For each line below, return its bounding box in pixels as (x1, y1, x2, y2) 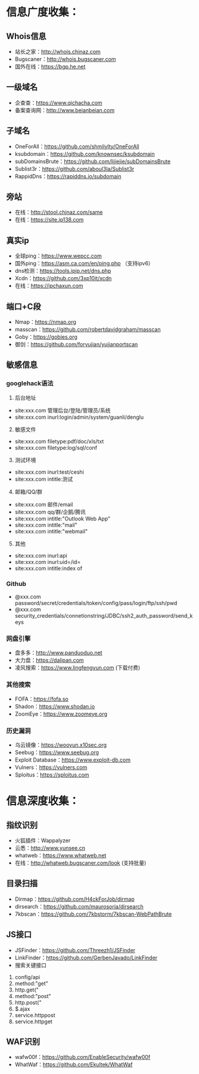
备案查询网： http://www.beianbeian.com (14, 106, 115, 113)
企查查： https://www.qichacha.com (14, 99, 102, 106)
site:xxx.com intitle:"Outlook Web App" (14, 515, 111, 522)
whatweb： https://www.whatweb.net (14, 852, 107, 859)
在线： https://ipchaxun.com (14, 282, 83, 290)
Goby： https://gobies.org (14, 333, 77, 340)
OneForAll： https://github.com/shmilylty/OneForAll (14, 143, 139, 150)
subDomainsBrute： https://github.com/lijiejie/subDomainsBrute (14, 158, 171, 165)
